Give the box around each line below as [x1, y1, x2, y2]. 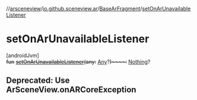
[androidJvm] [6, 52, 40, 59]
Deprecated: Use [6, 76, 70, 86]
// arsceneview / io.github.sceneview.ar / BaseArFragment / [6, 5, 142, 12]
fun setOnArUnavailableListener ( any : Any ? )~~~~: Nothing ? [6, 58, 151, 65]
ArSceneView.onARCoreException [6, 85, 136, 95]
